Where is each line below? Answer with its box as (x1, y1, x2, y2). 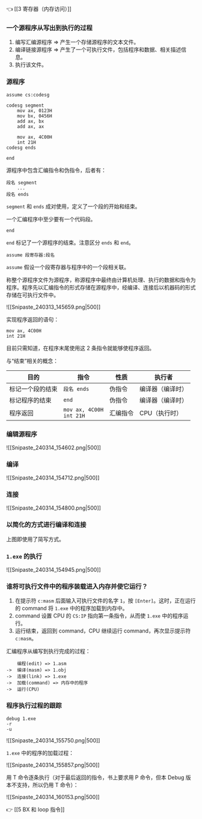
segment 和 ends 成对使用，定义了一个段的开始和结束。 (6, 203, 141, 210)
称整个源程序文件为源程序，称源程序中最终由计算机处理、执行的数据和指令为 (6, 276, 196, 283)
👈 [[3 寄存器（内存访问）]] (6, 5, 72, 12)
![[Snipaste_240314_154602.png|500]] (6, 444, 101, 451)
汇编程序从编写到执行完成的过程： (6, 648, 91, 655)
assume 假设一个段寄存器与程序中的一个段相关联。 (6, 263, 129, 270)
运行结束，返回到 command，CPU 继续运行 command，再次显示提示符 (14, 627, 191, 634)
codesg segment (6, 102, 44, 109)
